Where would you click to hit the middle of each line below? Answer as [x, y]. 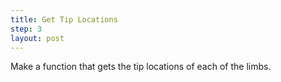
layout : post [37, 38]
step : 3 [26, 29]
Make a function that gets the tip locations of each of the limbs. [141, 67]
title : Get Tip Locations [64, 19]
